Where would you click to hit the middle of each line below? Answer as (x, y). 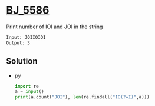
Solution (22, 62)
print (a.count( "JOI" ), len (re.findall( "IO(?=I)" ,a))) (82, 97)
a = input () (29, 92)
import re (27, 86)
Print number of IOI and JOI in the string (55, 26)
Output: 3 (18, 43)
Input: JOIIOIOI (26, 37)
